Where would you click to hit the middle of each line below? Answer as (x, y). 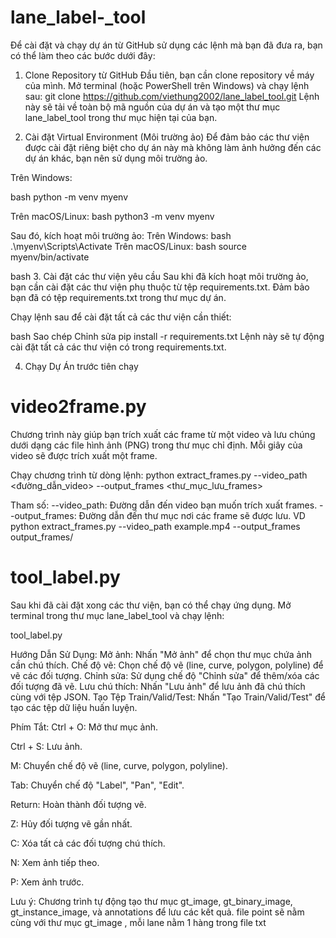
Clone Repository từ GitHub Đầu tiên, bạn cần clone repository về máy (169, 75)
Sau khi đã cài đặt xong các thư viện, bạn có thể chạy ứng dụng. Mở (151, 605)
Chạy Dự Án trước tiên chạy (81, 366)
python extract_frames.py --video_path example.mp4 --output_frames (155, 526)
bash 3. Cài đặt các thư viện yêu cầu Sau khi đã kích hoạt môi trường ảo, (159, 276)
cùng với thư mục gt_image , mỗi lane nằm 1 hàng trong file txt (138, 922)
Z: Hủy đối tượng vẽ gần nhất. (71, 823)
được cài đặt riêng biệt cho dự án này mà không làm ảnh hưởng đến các (173, 147)
